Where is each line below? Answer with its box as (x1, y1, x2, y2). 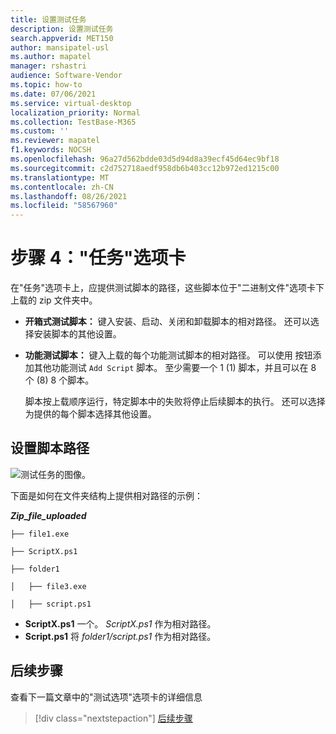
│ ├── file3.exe (10, 581, 87, 591)
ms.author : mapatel (10, 52, 92, 62)
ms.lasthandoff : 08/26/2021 (10, 191, 128, 201)
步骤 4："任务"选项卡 (10, 247, 187, 270)
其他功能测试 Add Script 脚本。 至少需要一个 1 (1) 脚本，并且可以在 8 (33, 362, 317, 374)
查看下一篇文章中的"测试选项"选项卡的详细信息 (10, 691, 203, 703)
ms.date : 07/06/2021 (10, 89, 97, 99)
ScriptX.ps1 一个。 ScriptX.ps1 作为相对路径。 (24, 617, 217, 630)
